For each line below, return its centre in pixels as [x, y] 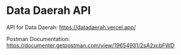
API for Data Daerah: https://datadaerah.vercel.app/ [71, 27]
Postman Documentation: [38, 39]
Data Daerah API [49, 11]
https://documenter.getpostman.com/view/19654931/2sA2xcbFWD [90, 45]
